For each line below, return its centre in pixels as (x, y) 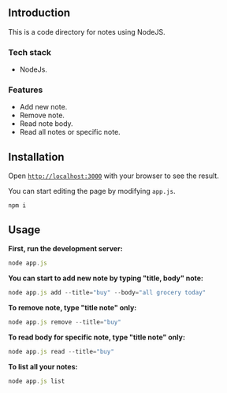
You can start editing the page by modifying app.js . (92, 191)
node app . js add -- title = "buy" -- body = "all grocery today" (107, 292)
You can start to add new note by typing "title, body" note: (106, 278)
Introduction (39, 13)
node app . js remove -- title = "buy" (65, 322)
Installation (36, 157)
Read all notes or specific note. (70, 132)
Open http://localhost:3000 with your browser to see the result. (113, 176)
